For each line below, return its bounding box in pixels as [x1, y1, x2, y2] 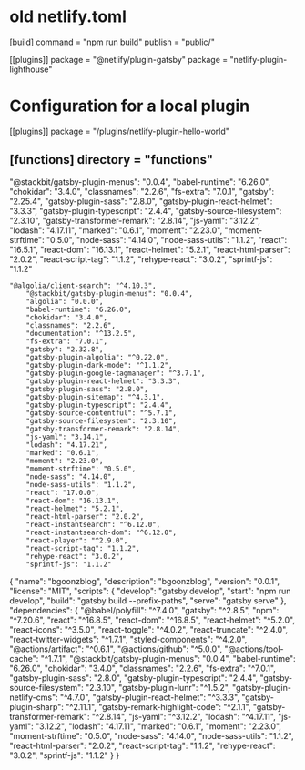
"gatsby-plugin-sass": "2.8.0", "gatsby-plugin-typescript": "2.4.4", [9, 672, 259, 684]
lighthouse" [9, 64, 53, 75]
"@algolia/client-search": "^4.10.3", [9, 280, 157, 290]
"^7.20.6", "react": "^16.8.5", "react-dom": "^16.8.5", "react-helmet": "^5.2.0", [9, 614, 296, 625]
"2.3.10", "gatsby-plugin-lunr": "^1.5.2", [85, 682, 230, 693]
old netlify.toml [9, 6, 127, 27]
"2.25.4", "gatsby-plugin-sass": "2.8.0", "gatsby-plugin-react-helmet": [9, 196, 273, 207]
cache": [9, 653, 39, 664]
